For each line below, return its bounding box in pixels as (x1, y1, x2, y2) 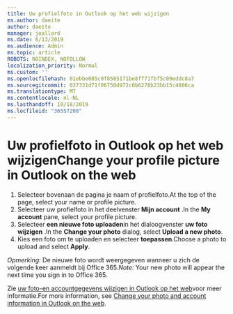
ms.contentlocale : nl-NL (7, 95, 79, 102)
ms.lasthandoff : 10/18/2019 (7, 101, 89, 108)
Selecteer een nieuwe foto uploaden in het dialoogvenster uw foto (17, 220, 208, 228)
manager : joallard (7, 29, 61, 37)
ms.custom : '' (7, 68, 49, 75)
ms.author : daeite (7, 17, 61, 24)
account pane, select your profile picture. (17, 212, 137, 220)
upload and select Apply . (17, 242, 90, 251)
